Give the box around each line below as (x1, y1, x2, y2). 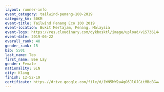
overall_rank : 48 (5, 39, 41, 44)
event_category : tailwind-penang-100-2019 (5, 12, 93, 17)
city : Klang (5, 71, 29, 75)
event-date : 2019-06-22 (5, 35, 54, 39)
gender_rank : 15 (5, 43, 38, 48)
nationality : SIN (5, 66, 41, 71)
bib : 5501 (5, 48, 25, 53)
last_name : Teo (5, 52, 36, 57)
